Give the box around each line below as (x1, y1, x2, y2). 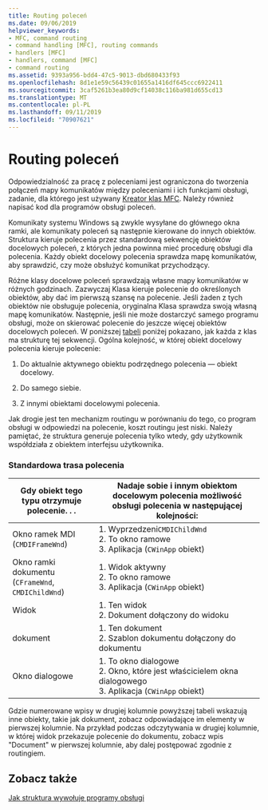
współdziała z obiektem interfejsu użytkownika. (8, 439, 164, 449)
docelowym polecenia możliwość (112, 490, 242, 501)
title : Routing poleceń (8, 11, 88, 20)
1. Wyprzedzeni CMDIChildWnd (98, 524, 207, 535)
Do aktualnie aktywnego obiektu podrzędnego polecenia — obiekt (19, 359, 238, 369)
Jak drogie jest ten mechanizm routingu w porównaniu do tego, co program (8, 413, 257, 424)
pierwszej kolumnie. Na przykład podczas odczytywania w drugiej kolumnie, (8, 723, 260, 732)
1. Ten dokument (98, 623, 163, 634)
